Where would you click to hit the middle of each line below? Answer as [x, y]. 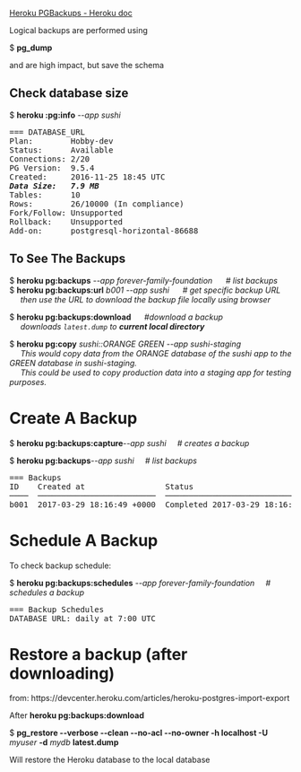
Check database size [69, 93]
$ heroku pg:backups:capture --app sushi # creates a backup [129, 443]
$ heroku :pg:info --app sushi [65, 115]
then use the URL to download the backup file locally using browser [146, 299]
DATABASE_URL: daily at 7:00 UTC [83, 618]
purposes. [28, 382]
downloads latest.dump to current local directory [112, 326]
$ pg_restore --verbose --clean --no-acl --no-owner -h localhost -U [139, 733]
